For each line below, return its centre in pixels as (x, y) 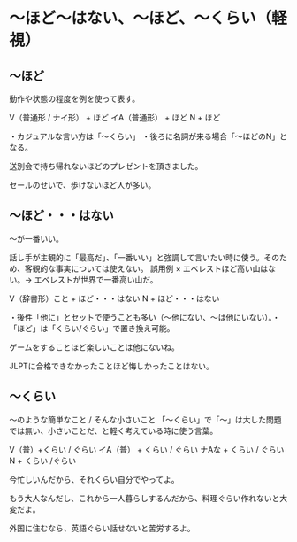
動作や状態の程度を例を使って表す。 (74, 99)
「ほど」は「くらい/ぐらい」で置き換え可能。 (92, 328)
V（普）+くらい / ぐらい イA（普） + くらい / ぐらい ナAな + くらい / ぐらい (147, 449)
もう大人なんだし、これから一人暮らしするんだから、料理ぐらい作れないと (145, 498)
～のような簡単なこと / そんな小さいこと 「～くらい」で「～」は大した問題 (145, 419)
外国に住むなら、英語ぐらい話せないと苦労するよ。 (102, 528)
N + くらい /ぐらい (43, 461)
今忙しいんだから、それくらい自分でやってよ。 (94, 479)
